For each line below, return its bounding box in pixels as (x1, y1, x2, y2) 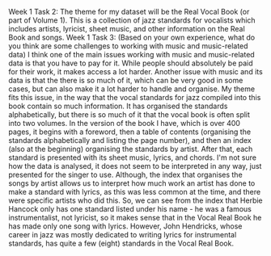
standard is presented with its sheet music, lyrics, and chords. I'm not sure (8, 153, 257, 162)
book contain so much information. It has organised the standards (8, 101, 228, 111)
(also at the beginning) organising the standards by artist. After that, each (8, 145, 253, 153)
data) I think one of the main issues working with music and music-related (8, 50, 255, 59)
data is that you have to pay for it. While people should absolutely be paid (8, 58, 253, 68)
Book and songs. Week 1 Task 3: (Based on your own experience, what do (8, 32, 256, 42)
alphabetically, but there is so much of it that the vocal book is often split (8, 110, 251, 120)
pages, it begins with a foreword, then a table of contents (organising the (8, 127, 252, 136)
